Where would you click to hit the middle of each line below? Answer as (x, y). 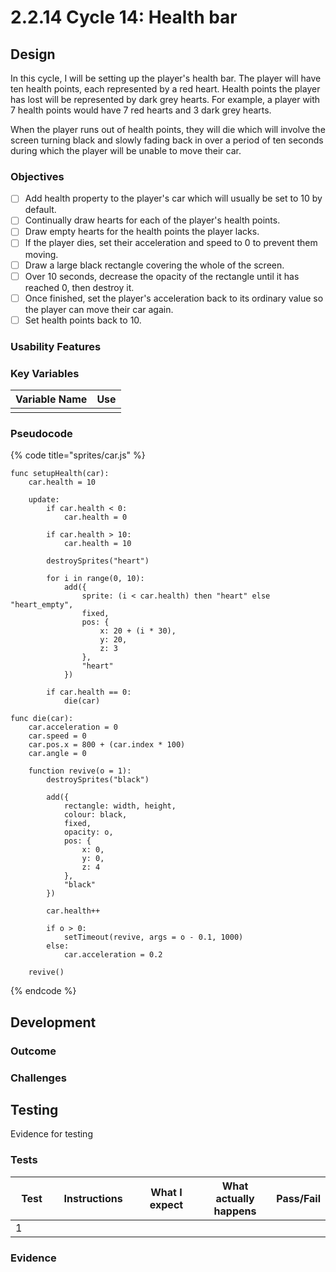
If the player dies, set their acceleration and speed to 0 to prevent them (171, 243)
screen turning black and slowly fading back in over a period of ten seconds (167, 140)
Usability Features (56, 346)
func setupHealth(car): (60, 474)
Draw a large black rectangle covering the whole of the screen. (154, 265)
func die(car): (42, 719)
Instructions (93, 1198)
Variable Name (51, 399)
